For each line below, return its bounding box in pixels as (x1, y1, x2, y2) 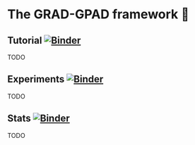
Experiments (7, 73, 65, 85)
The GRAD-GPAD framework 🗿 (7, 6, 189, 23)
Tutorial (7, 34, 42, 46)
